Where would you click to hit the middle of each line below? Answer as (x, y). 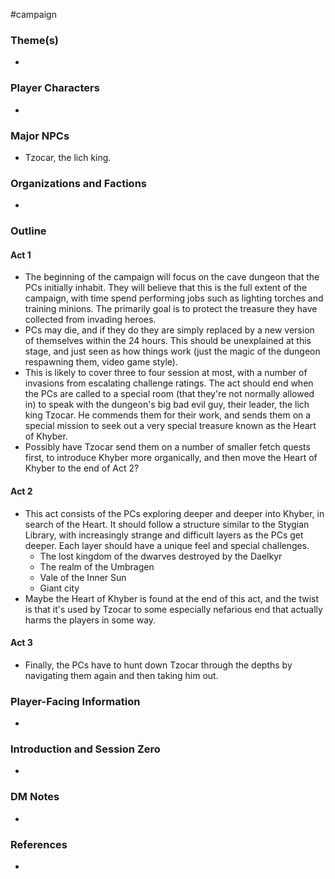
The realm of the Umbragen (97, 566)
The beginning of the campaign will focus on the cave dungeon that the (172, 277)
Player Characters (55, 88)
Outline (28, 231)
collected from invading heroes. (90, 320)
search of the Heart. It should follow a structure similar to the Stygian (167, 524)
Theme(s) (35, 40)
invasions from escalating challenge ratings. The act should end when (169, 383)
